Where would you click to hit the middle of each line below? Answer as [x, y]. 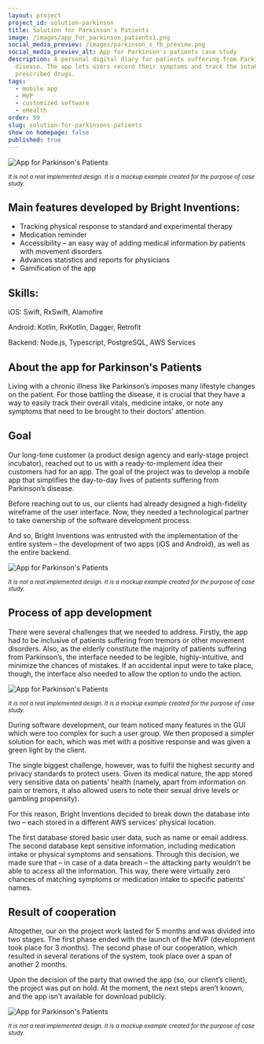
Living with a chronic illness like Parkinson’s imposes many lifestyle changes [132, 386]
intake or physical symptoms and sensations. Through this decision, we [124, 854]
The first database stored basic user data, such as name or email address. [128, 837]
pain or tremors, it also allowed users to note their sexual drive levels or [124, 790]
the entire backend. [40, 552]
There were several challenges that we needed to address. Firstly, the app [128, 632]
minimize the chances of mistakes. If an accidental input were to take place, [131, 665]
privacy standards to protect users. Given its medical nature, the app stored [130, 773]
